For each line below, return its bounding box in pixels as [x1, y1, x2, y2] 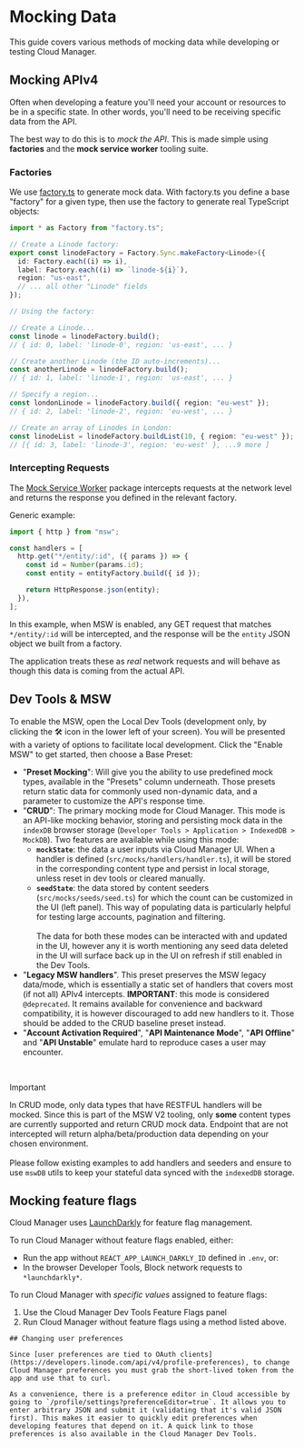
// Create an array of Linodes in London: [9, 423, 172, 433]
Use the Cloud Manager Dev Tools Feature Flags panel [22, 1307, 227, 1318]
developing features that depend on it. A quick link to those [9, 1422, 254, 1431]
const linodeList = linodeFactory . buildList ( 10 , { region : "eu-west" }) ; [9, 432, 295, 441]
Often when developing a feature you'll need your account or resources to [9, 96, 287, 107]
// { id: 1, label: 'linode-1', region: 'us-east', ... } [9, 374, 233, 383]
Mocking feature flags [9, 1193, 138, 1208]
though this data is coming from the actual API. [9, 665, 185, 676]
